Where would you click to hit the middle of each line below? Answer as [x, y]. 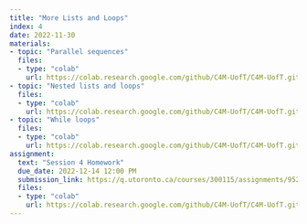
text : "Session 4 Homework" [71, 162]
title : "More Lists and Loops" [69, 18]
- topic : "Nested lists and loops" [77, 86]
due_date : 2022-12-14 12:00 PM [77, 171]
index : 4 [26, 27]
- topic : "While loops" [55, 120]
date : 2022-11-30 [42, 35]
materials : [30, 43]
